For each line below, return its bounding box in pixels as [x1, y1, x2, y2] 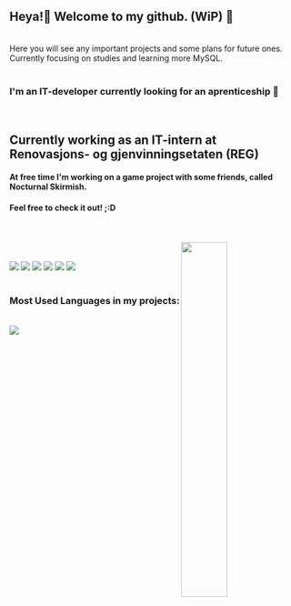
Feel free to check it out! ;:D [9, 202, 116, 213]
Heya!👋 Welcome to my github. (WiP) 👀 [9, 9, 234, 25]
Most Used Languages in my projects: [9, 295, 180, 308]
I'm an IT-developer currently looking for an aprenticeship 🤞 [9, 85, 279, 97]
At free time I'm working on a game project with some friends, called [9, 172, 274, 183]
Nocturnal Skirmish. [9, 181, 87, 192]
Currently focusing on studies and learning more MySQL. [9, 52, 223, 64]
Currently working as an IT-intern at [9, 132, 216, 147]
